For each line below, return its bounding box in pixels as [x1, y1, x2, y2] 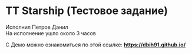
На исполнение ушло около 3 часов [5, 29, 97, 36]
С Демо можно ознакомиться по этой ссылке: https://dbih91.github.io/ [5, 41, 186, 48]
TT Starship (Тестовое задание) [5, 4, 168, 18]
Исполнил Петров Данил [5, 23, 68, 31]
